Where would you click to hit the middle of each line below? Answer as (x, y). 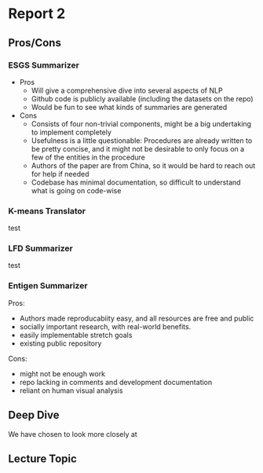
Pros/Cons (35, 43)
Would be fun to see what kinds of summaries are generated (129, 107)
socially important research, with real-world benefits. (105, 326)
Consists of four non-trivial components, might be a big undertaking (141, 123)
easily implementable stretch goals (76, 335)
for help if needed (60, 174)
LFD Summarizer (40, 248)
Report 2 (37, 14)
